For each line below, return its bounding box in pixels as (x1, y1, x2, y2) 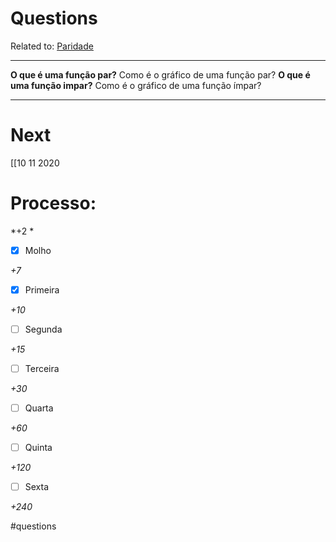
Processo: (10, 192, 97, 215)
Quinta (24, 442, 53, 454)
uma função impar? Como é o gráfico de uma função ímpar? (10, 79, 262, 91)
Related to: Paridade (10, 40, 94, 52)
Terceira (24, 363, 60, 374)
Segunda (24, 323, 63, 335)
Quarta (24, 402, 54, 414)
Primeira (24, 283, 60, 296)
